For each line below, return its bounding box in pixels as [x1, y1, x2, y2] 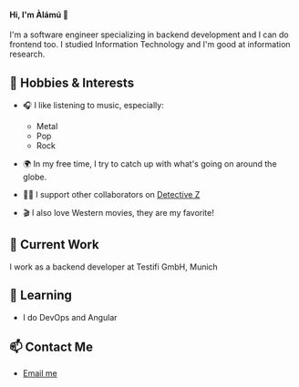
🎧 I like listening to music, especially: [22, 100, 164, 111]
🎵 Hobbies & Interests [9, 75, 135, 90]
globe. [22, 171, 47, 183]
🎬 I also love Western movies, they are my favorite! [22, 208, 214, 219]
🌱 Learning [9, 288, 73, 303]
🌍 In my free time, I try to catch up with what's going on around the [22, 158, 277, 169]
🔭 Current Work [9, 237, 100, 252]
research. [9, 48, 46, 60]
